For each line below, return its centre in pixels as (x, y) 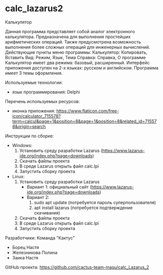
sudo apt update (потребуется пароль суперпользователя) (95, 202)
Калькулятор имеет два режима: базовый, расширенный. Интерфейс (77, 63)
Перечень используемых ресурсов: (42, 101)
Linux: (18, 176)
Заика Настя (25, 257)
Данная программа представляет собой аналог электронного (70, 31)
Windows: (22, 145)
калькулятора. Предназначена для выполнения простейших (68, 37)
